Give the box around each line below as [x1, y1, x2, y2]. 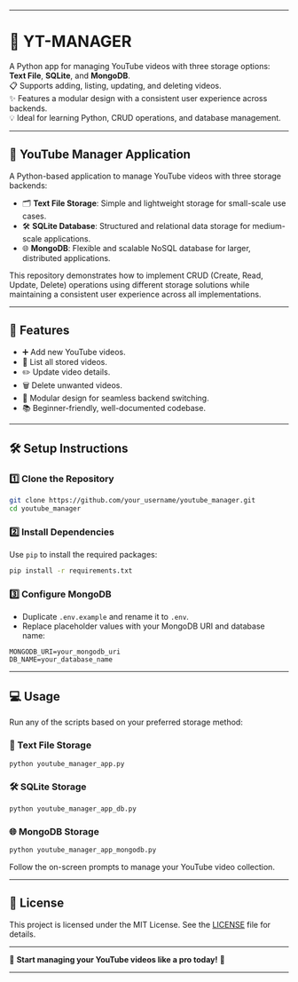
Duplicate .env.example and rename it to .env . [21, 612, 189, 622]
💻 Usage [9, 689, 60, 704]
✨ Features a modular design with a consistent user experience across [9, 92, 268, 103]
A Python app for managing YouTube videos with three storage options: [9, 60, 271, 71]
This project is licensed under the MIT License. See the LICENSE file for [9, 919, 271, 930]
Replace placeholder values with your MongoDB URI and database [21, 621, 265, 631]
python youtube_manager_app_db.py [9, 804, 137, 813]
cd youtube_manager [9, 504, 82, 513]
